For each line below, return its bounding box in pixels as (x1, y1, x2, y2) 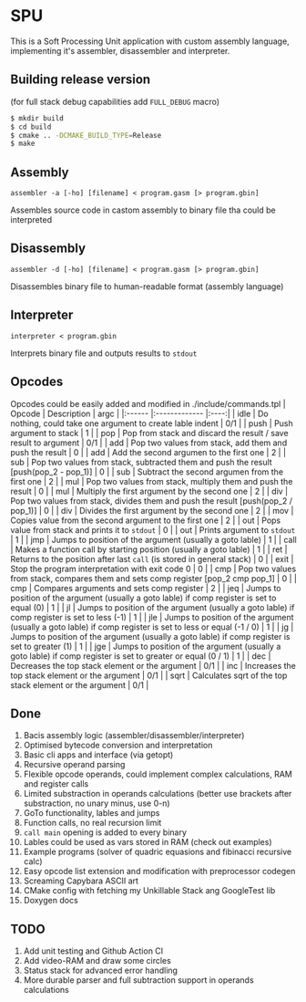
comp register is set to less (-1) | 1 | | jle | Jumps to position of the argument (10, 611, 294, 622)
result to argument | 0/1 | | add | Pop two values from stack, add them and (10, 437, 288, 448)
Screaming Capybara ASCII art (23, 875, 139, 886)
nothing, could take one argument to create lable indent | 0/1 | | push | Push (10, 417, 294, 429)
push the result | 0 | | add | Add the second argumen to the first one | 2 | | (10, 446, 286, 457)
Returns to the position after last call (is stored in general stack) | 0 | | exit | (10, 553, 294, 564)
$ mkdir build (10, 113, 65, 123)
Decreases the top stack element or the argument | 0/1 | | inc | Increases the (10, 660, 297, 671)
